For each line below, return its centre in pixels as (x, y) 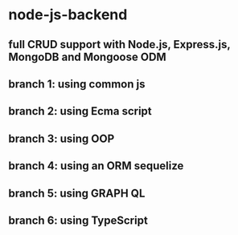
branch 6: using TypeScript (78, 220)
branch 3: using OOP (62, 138)
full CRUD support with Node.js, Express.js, (119, 45)
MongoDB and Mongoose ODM (87, 57)
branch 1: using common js (77, 84)
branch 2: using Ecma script (80, 111)
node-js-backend (68, 15)
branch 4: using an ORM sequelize (96, 166)
